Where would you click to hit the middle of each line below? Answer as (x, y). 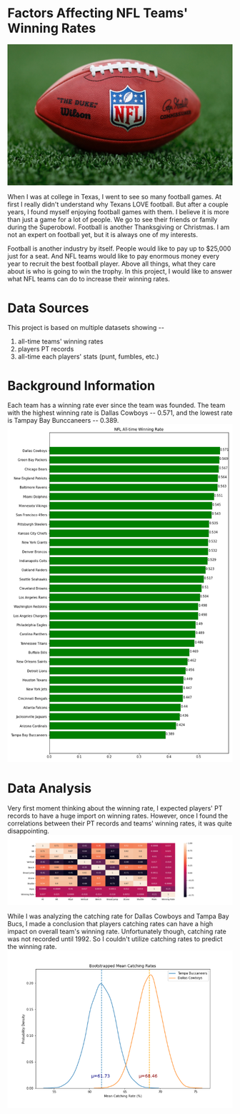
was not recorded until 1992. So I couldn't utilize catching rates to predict (115, 939)
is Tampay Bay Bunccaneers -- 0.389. (63, 421)
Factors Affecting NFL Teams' (97, 13)
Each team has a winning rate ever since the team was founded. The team (116, 406)
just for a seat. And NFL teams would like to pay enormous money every (114, 256)
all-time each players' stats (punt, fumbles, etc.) (88, 357)
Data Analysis (50, 789)
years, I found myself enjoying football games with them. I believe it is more (119, 212)
